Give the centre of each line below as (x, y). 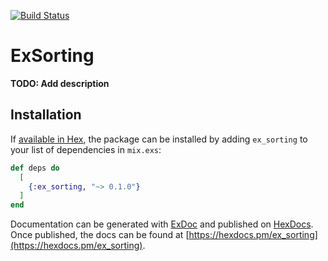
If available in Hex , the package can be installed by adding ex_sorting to (159, 139)
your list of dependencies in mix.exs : (86, 149)
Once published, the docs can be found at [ (100, 235)
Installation (46, 115)
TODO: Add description (60, 83)
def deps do (35, 168)
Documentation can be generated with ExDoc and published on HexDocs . (162, 224)
